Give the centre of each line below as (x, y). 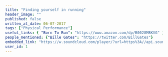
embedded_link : (21, 42)
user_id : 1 (16, 47)
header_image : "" (23, 14)
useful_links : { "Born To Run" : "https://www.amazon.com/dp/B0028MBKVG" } (85, 33)
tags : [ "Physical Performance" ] (39, 28)
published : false (23, 19)
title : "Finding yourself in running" (45, 10)
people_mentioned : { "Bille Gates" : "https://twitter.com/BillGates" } (79, 38)
